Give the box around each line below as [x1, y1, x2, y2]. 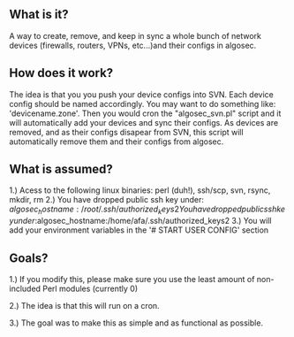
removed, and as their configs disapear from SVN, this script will [9, 126, 245, 137]
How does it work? [9, 65, 114, 80]
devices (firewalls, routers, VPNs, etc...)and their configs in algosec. [9, 40, 257, 50]
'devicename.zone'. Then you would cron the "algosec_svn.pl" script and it [9, 108, 282, 119]
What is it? [9, 7, 69, 22]
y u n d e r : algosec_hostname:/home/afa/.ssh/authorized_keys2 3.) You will [9, 216, 272, 226]
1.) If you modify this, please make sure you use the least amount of [9, 274, 255, 285]
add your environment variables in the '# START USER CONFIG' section [9, 225, 269, 235]
